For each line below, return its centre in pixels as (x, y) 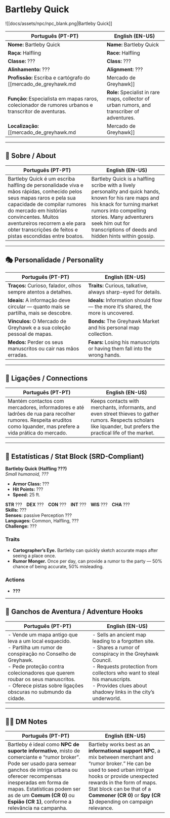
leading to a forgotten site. (123, 641)
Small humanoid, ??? (27, 474)
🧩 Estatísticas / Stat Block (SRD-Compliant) (75, 456)
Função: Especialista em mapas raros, (53, 99)
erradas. (18, 355)
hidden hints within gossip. (123, 236)
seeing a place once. (34, 556)
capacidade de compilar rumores (47, 204)
